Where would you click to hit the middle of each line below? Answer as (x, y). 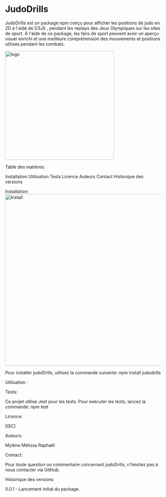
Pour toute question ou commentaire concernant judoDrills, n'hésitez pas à (82, 464)
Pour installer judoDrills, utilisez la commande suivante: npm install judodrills (83, 372)
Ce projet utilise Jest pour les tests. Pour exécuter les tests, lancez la (76, 401)
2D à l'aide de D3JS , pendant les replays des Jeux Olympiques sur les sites (83, 28)
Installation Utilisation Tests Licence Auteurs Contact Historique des (74, 176)
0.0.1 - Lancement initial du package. (43, 489)
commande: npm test (27, 407)
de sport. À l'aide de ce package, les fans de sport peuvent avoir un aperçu (82, 33)
